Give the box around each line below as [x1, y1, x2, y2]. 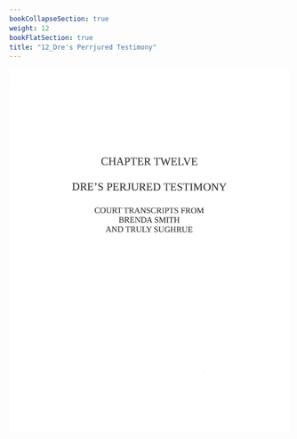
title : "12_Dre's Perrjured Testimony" [9, 43, 157, 52]
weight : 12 [9, 23, 50, 33]
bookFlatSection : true [9, 33, 93, 42]
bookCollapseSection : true [9, 14, 109, 23]
